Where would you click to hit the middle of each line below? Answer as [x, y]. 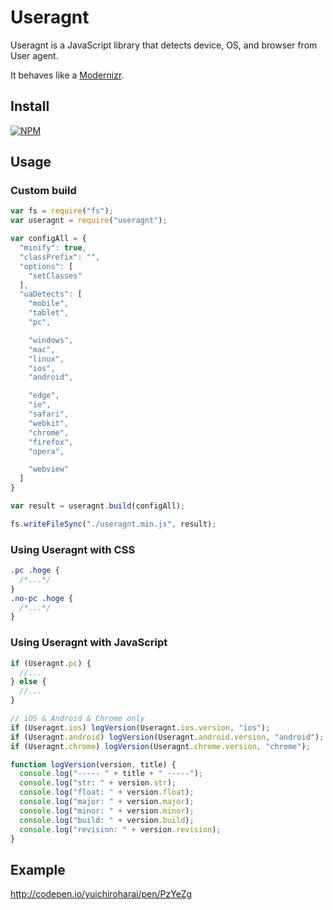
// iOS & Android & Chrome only [77, 719]
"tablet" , [49, 313]
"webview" [49, 469]
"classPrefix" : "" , [60, 257]
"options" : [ [46, 266]
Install [30, 106]
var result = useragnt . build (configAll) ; [98, 506]
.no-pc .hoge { [42, 598]
